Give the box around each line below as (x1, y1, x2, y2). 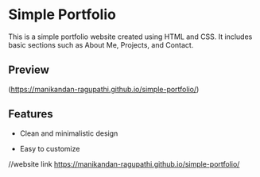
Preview (8, 63, 50, 77)
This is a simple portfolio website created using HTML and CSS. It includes (8, 32, 253, 41)
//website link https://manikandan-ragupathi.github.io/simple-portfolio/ (8, 159, 240, 168)
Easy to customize (19, 144, 80, 153)
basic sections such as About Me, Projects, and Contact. (8, 40, 194, 49)
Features (8, 107, 53, 121)
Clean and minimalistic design (19, 129, 118, 138)
